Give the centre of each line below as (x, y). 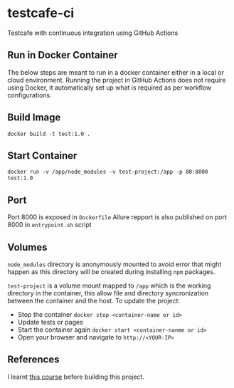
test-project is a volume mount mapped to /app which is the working (109, 285)
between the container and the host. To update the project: (94, 301)
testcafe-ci (41, 13)
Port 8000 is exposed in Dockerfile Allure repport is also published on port (117, 217)
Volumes (27, 247)
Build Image (34, 118)
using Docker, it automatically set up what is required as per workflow (110, 88)
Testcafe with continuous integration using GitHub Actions (93, 33)
